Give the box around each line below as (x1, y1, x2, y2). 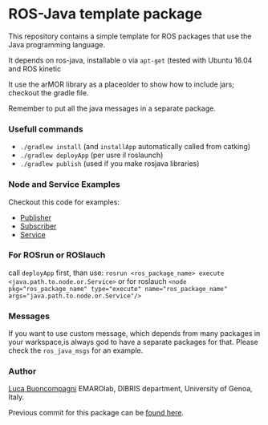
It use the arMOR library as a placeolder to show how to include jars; (8, 79, 235, 89)
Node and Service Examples (8, 179, 120, 190)
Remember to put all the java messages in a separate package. (8, 103, 217, 113)
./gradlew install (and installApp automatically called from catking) (19, 142, 251, 152)
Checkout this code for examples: (8, 197, 120, 207)
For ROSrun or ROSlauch (8, 249, 106, 261)
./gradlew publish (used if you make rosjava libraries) (19, 159, 200, 168)
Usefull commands (8, 123, 83, 135)
